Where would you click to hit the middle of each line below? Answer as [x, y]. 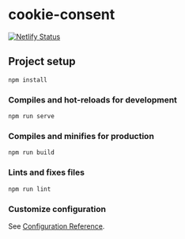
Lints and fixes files [47, 172]
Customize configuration [57, 209]
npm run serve [32, 117]
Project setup [42, 62]
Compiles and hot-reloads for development [93, 99]
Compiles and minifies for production [81, 136]
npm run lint [30, 189]
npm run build [32, 152]
